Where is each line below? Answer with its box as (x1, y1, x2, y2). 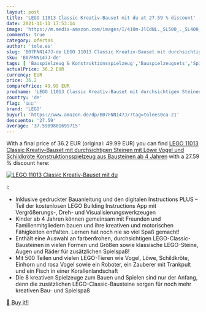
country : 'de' (6, 94, 43, 101)
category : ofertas (6, 37, 53, 44)
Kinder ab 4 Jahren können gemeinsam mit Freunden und (15, 215, 161, 223)
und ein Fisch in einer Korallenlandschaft (15, 267, 118, 275)
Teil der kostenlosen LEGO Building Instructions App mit (15, 202, 157, 210)
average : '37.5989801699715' (6, 123, 81, 129)
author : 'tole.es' (6, 44, 53, 50)
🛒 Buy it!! (6, 299, 29, 306)
